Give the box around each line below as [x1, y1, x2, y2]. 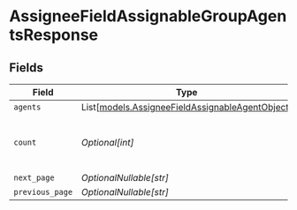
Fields [9, 60, 44, 75]
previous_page [13, 187, 73, 197]
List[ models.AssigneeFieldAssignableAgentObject [80, 101, 289, 113]
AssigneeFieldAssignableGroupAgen [9, 6, 287, 26]
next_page [13, 173, 55, 183]
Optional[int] [80, 137, 134, 148]
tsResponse [9, 25, 99, 45]
